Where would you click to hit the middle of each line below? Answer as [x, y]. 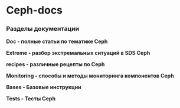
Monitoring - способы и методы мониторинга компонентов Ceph [90, 76]
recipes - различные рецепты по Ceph [55, 64]
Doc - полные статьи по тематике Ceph [57, 41]
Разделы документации [43, 29]
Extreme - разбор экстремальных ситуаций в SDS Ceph [78, 53]
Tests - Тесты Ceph [31, 99]
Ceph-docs [35, 10]
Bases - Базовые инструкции [44, 87]
